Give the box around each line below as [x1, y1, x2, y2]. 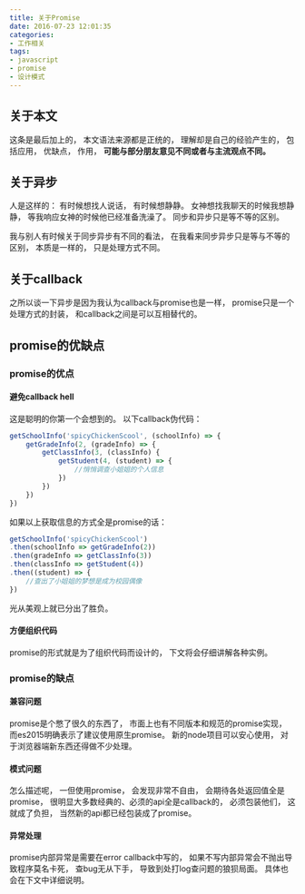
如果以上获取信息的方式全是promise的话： [9, 516, 168, 527]
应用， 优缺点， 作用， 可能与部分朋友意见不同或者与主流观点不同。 [16, 145, 271, 156]
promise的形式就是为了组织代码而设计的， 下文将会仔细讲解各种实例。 [9, 646, 273, 658]
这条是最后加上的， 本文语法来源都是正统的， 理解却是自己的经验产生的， [9, 133, 284, 145]
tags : [9, 47, 30, 56]
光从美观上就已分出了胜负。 [9, 603, 113, 614]
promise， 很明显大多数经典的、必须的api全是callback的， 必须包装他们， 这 [9, 796, 296, 808]
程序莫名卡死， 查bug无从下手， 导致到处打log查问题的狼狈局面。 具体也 [16, 863, 289, 874]
